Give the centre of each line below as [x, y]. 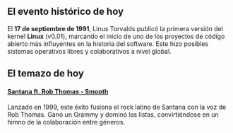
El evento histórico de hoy [66, 12]
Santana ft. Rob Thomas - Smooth [58, 91]
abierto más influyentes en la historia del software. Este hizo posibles [108, 44]
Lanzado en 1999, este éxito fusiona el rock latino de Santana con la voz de [117, 107]
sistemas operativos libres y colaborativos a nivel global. [89, 51]
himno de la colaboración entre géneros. [66, 122]
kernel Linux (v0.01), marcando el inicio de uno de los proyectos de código [116, 36]
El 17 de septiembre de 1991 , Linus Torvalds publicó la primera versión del [115, 28]
